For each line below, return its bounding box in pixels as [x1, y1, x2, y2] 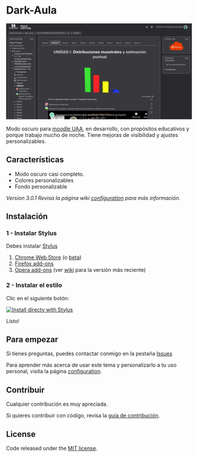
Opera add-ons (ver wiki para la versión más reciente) [14, 267, 146, 274]
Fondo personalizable [14, 183, 68, 190]
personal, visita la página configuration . [6, 368, 102, 375]
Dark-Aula [6, 4, 57, 17]
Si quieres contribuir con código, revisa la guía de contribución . [6, 412, 160, 419]
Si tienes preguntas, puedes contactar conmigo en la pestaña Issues [6, 350, 173, 357]
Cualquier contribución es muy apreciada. [6, 400, 108, 407]
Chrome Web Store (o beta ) [14, 254, 82, 261]
